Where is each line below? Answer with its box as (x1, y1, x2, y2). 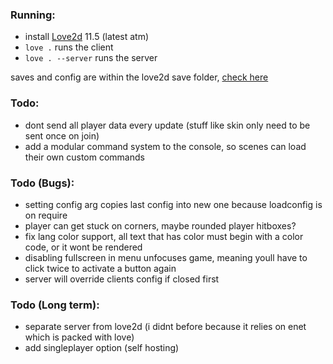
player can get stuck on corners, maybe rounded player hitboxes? (24, 219, 297, 232)
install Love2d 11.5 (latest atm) (24, 31, 150, 43)
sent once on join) (24, 129, 100, 142)
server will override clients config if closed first (24, 273, 220, 285)
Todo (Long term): (10, 298, 100, 312)
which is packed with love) (24, 331, 135, 343)
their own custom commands (24, 151, 145, 163)
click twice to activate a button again (24, 262, 177, 274)
